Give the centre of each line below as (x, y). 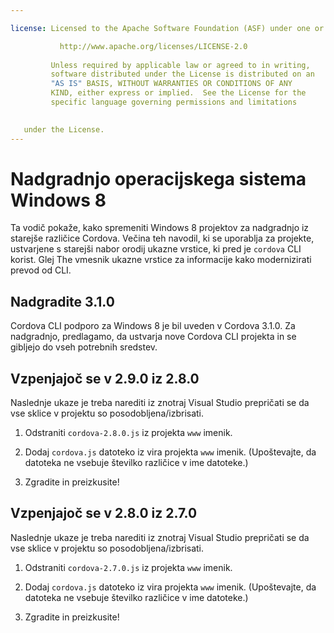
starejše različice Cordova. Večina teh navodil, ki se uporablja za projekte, (162, 238)
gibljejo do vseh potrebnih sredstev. (84, 347)
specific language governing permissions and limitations (174, 102)
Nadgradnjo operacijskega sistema (158, 178)
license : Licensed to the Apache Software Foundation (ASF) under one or (167, 28)
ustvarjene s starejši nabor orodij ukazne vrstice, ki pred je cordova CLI (156, 249)
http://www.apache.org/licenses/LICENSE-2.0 (153, 46)
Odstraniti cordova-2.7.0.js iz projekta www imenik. (128, 567)
